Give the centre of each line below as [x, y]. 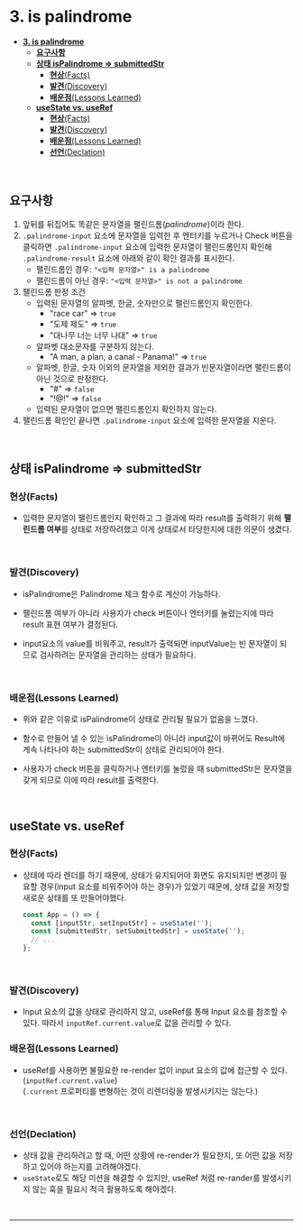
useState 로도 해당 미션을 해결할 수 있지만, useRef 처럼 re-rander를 [141, 1178]
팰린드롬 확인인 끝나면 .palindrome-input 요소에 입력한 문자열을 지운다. [149, 420]
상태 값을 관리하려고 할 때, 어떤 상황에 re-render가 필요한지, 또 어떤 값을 [149, 1155]
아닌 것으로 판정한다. [72, 378]
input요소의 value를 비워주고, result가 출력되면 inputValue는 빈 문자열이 [150, 643]
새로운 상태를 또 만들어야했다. [74, 897]
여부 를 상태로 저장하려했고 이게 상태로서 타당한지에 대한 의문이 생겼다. [169, 529]
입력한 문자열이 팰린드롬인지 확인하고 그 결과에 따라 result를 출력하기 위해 [152, 518]
